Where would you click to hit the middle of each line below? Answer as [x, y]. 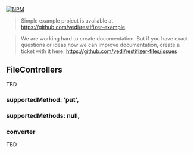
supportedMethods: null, [43, 115]
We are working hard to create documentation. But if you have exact [104, 38]
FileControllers [34, 70]
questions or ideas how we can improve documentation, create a [100, 45]
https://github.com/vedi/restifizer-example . [73, 27]
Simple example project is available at [67, 21]
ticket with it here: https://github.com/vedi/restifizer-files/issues [99, 51]
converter [21, 132]
